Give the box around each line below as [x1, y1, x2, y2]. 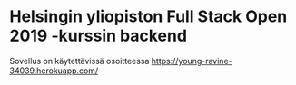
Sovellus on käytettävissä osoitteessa [9, 55, 150, 66]
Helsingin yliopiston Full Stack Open [9, 6, 288, 27]
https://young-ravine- [151, 55, 233, 66]
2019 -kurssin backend [9, 25, 188, 46]
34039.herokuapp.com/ [9, 65, 99, 76]
